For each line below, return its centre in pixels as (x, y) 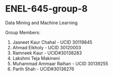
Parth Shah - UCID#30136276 (43, 69)
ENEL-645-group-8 (46, 9)
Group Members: (23, 32)
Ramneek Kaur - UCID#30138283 (47, 53)
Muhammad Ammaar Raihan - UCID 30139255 (60, 63)
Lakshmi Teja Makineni (36, 58)
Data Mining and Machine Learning (41, 23)
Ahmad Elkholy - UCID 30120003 (47, 47)
